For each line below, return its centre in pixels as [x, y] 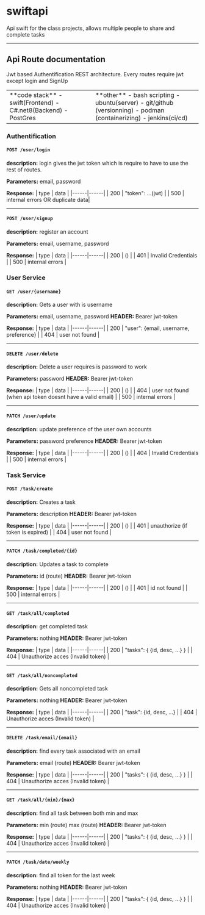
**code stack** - [36, 95]
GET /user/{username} [34, 292]
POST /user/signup [30, 219]
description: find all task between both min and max [72, 813]
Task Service [26, 475]
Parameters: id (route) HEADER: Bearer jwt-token [69, 576]
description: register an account [47, 232]
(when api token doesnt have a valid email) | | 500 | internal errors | [91, 397]
